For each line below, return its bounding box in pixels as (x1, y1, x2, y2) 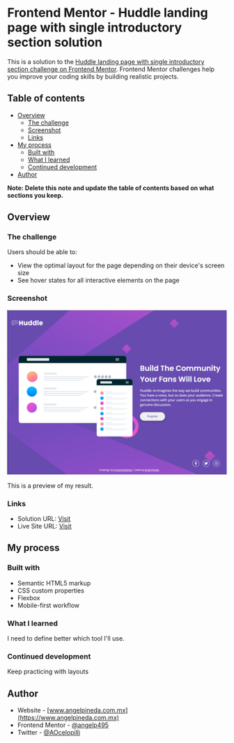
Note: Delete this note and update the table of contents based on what (7, 183, 214, 192)
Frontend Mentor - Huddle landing (7, 5, 208, 21)
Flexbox (17, 593, 40, 602)
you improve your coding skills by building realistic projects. (7, 72, 179, 81)
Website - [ (17, 706, 50, 714)
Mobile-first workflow (17, 601, 80, 609)
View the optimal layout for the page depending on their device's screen (17, 261, 225, 269)
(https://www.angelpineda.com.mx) (17, 714, 120, 722)
